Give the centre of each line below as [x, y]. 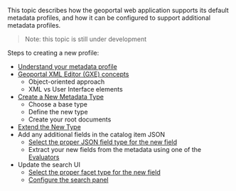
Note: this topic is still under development [86, 39]
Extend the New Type [49, 127]
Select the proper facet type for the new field [95, 172]
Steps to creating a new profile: [53, 53]
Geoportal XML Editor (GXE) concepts [73, 74]
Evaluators [44, 157]
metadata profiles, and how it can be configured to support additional [109, 18]
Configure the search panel [68, 180]
